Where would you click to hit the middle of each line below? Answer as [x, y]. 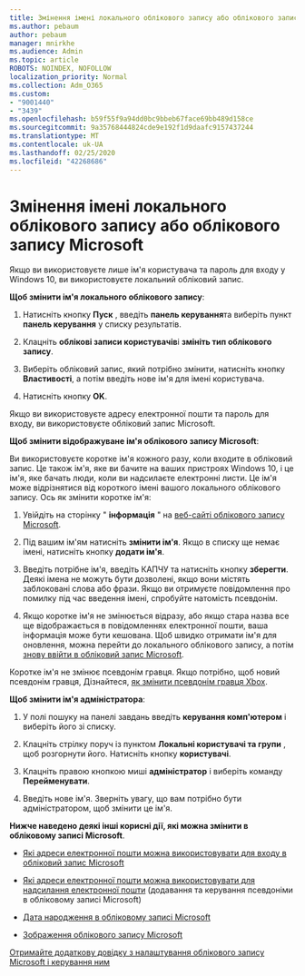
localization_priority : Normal [69, 77]
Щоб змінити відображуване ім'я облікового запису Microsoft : [134, 441]
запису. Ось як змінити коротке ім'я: [80, 498]
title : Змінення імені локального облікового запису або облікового [142, 18]
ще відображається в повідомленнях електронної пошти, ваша [145, 626]
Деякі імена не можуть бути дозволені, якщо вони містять [136, 579]
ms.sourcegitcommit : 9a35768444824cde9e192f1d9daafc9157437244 [132, 128]
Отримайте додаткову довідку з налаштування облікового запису [137, 952]
